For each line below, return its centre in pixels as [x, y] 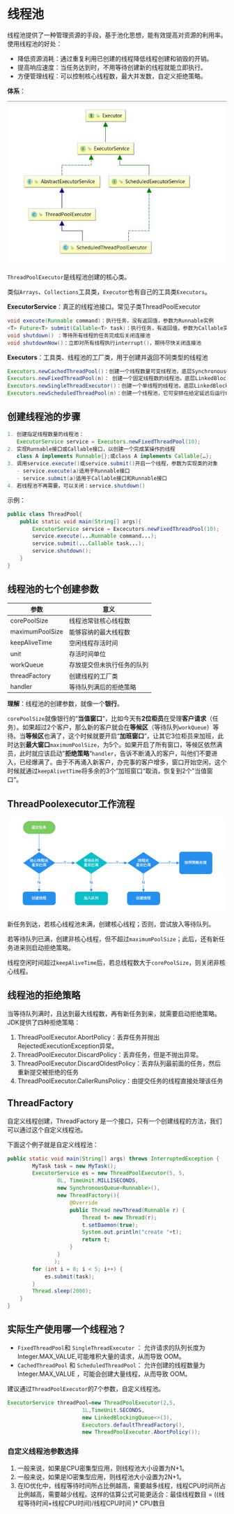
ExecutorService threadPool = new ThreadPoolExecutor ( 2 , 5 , [92, 1403]
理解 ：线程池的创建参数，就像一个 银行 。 [65, 704]
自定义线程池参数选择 [43, 1452]
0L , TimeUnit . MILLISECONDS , [97, 1181]
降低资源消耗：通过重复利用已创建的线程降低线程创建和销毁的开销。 [115, 58]
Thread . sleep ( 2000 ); [62, 1291]
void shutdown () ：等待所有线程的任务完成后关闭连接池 [79, 335]
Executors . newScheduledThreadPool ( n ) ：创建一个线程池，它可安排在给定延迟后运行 [116, 393]
